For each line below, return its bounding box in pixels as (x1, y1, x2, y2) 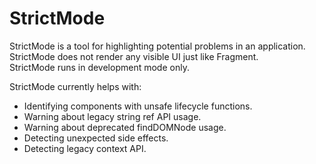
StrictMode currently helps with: (9, 80, 142, 92)
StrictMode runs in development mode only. (9, 61, 190, 73)
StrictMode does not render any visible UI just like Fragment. (9, 50, 259, 62)
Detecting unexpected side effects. (23, 132, 169, 144)
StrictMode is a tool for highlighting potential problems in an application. (9, 40, 306, 52)
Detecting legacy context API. (23, 142, 147, 154)
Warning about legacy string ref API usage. (23, 110, 202, 122)
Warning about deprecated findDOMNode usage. (23, 121, 227, 133)
